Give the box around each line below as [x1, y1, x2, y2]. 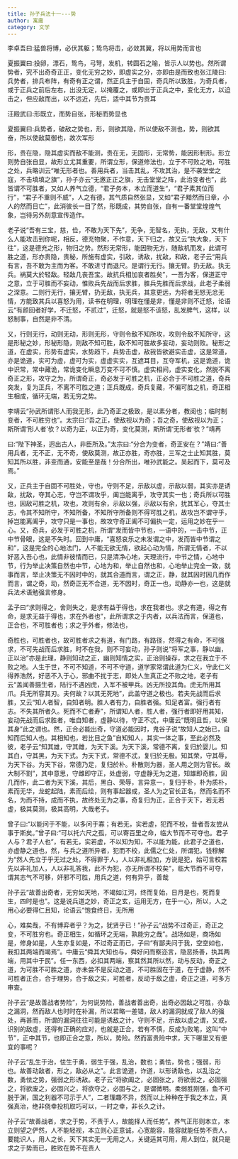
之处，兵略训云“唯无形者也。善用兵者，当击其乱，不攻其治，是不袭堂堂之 [7, 166, 222, 175]
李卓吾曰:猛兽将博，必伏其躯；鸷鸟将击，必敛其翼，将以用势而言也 [7, 44, 202, 53]
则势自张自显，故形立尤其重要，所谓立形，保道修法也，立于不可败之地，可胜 [7, 158, 231, 166]
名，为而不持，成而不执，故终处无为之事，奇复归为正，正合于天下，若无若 [7, 796, 225, 805]
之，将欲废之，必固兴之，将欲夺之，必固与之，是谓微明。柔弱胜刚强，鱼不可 [7, 1084, 231, 1093]
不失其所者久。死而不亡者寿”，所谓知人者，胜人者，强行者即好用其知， [19, 707, 228, 716]
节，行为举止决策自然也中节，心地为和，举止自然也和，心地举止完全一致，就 [7, 562, 231, 570]
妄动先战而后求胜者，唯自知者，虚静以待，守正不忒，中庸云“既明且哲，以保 [7, 716, 228, 724]
